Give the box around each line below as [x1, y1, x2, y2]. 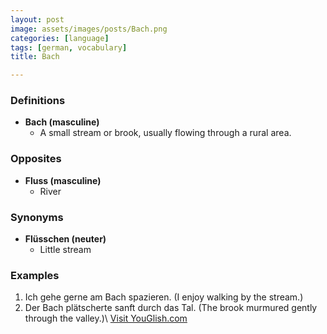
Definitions [10, 94, 66, 108]
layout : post [10, 14, 65, 25]
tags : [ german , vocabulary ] [10, 42, 128, 53]
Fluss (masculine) [24, 174, 102, 186]
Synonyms [10, 210, 64, 224]
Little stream [39, 244, 92, 256]
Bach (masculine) [24, 116, 100, 128]
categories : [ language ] [10, 33, 110, 43]
